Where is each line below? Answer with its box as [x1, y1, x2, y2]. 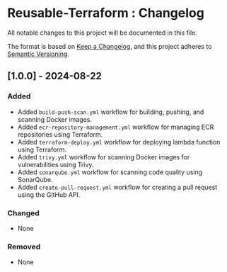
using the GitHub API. [17, 190, 81, 199]
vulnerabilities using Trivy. [17, 160, 94, 169]
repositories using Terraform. [17, 130, 103, 139]
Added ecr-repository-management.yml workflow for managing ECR [17, 123, 214, 131]
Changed [7, 208, 40, 217]
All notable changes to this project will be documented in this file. [7, 28, 198, 37]
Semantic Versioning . [7, 50, 69, 58]
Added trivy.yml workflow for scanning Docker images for [17, 152, 190, 161]
